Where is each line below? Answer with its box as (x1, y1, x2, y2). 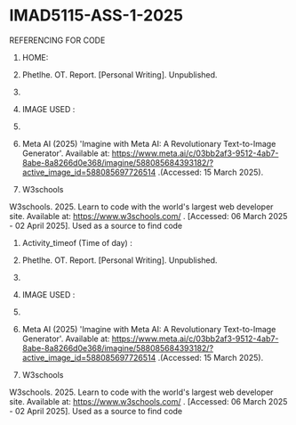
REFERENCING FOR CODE (9, 35, 106, 45)
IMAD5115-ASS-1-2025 (9, 5, 184, 26)
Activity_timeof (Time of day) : (21, 237, 133, 248)
